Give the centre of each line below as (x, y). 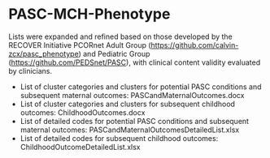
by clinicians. (30, 70)
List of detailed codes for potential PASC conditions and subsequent (135, 121)
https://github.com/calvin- (195, 45)
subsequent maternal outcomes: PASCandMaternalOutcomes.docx (132, 95)
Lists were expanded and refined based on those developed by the (121, 36)
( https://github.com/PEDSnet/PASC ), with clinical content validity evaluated (135, 62)
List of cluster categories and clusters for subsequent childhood (128, 104)
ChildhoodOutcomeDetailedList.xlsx (80, 147)
